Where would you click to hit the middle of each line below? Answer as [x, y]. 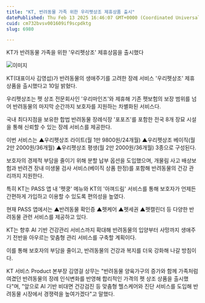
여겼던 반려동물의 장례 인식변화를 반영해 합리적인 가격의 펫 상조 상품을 [89, 279]
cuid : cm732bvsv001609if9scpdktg [49, 23]
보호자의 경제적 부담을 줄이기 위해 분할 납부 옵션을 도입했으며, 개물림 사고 [93, 161]
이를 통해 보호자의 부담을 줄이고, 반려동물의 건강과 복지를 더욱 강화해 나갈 [93, 251]
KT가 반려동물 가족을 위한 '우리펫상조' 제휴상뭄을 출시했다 [75, 52]
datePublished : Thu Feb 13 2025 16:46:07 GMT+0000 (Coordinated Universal [103, 18]
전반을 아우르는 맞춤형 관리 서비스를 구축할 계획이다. [74, 238]
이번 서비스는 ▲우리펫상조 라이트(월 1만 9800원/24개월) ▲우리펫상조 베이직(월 [101, 140]
